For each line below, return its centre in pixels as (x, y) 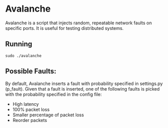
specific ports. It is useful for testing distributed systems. (64, 28)
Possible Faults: (31, 71)
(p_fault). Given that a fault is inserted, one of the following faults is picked (82, 89)
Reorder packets (30, 120)
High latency (26, 104)
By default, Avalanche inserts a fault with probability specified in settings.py (84, 83)
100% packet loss (31, 109)
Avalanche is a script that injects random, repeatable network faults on (79, 23)
